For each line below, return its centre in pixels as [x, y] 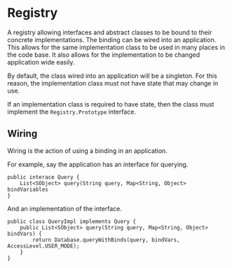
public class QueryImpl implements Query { [72, 221]
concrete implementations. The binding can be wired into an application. [112, 39]
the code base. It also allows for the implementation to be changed [104, 55]
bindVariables [28, 189]
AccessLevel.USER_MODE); [43, 246]
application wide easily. [41, 62]
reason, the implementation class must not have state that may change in [113, 83]
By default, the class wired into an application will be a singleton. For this [112, 76]
